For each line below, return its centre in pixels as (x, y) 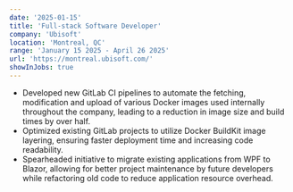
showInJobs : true (42, 68)
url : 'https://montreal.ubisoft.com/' (81, 59)
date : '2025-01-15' (46, 17)
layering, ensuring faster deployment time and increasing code (138, 140)
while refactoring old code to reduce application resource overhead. (148, 178)
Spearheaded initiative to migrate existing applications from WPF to (146, 159)
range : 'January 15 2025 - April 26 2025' (89, 51)
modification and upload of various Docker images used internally (143, 102)
